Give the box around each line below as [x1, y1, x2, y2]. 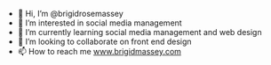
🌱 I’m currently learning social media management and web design [17, 27, 262, 37]
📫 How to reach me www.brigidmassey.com [17, 47, 182, 56]
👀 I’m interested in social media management [17, 18, 182, 28]
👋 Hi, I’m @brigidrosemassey [17, 9, 124, 18]
